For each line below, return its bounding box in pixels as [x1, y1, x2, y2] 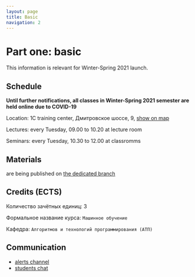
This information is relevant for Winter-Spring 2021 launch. [6, 64, 148, 71]
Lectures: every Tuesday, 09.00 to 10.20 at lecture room [6, 126, 143, 133]
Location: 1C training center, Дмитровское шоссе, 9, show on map [6, 115, 170, 122]
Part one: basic [6, 45, 82, 58]
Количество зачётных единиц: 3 [6, 202, 87, 209]
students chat [14, 264, 48, 271]
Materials [6, 154, 42, 165]
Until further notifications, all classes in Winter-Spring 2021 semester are [6, 97, 190, 104]
